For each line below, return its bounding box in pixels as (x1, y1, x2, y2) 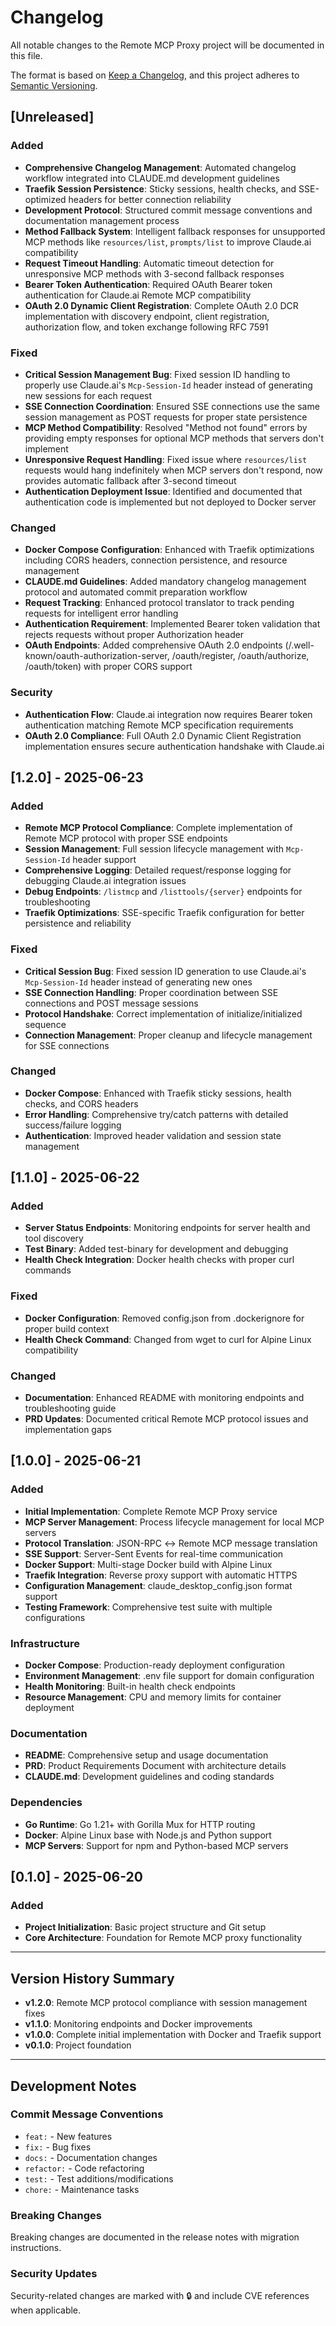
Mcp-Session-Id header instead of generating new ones (24, 976, 253, 988)
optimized (24, 193, 67, 205)
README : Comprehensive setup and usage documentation (24, 1749, 269, 1761)
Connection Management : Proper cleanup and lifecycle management (24, 1029, 313, 1041)
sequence (24, 1018, 67, 1030)
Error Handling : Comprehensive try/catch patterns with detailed (24, 1108, 289, 1120)
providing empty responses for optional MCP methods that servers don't (24, 432, 325, 444)
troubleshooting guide (24, 1402, 117, 1415)
